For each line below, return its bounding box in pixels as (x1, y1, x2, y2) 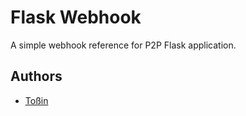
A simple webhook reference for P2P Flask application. (10, 39, 237, 51)
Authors (10, 68, 63, 85)
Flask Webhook (10, 6, 142, 29)
